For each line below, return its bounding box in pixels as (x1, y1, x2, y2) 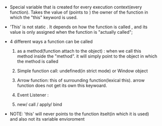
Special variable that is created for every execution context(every (9, 4, 142, 10)
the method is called (17, 59, 58, 64)
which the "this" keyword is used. (9, 15, 78, 20)
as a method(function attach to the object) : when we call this (17, 48, 141, 54)
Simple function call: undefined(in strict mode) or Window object (17, 68, 148, 74)
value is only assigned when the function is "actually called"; (9, 29, 133, 35)
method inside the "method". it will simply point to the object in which (17, 53, 158, 59)
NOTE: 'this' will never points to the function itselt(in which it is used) (9, 111, 149, 117)
